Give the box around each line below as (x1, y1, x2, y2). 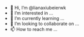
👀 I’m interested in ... (10, 10, 53, 16)
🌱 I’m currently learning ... (10, 15, 65, 21)
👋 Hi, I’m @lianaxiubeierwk (10, 5, 66, 10)
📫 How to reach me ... (10, 26, 58, 32)
